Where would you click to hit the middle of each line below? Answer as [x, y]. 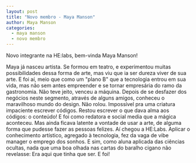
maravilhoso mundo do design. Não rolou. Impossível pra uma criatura [91, 104]
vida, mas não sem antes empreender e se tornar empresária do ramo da [94, 85]
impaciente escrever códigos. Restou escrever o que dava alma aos [88, 110]
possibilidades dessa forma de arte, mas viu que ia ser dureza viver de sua [96, 73]
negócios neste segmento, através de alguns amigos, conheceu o [85, 98]
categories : [20, 28]
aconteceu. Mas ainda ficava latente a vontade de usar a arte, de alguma [94, 123]
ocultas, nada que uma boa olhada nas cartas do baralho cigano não [89, 148]
